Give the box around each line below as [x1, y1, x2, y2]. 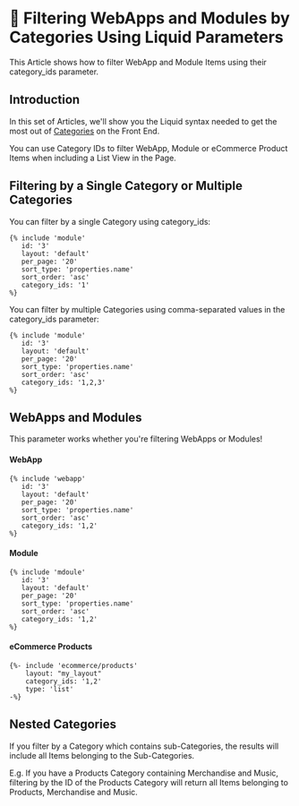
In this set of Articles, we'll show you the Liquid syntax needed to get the [9, 116, 278, 126]
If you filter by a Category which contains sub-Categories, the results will [9, 741, 279, 751]
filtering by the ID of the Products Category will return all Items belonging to [9, 776, 289, 787]
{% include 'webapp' [9, 474, 87, 483]
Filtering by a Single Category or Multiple [9, 178, 243, 193]
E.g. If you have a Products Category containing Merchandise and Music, [9, 767, 279, 778]
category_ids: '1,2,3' [21, 378, 106, 387]
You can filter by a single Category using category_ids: [9, 216, 211, 227]
